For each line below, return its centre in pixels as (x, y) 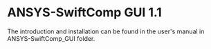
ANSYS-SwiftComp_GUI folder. (51, 38)
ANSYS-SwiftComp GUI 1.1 (85, 13)
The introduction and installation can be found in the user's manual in (106, 31)
